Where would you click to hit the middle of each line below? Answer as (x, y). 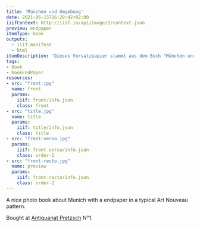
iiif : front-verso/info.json (53, 150)
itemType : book (25, 34)
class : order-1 (36, 155)
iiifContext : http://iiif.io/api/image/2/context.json (76, 23)
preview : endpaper (29, 28)
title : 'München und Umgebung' (45, 12)
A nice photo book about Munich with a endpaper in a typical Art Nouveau (97, 200)
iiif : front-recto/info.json (53, 178)
